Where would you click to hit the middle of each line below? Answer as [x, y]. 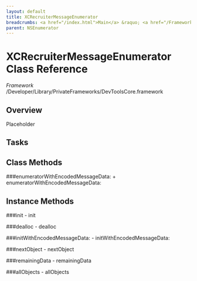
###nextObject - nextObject [40, 249]
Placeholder [21, 124]
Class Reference [47, 69]
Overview [24, 110]
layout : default [26, 11]
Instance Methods [40, 201]
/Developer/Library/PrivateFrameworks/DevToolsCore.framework [85, 92]
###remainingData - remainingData [49, 261]
